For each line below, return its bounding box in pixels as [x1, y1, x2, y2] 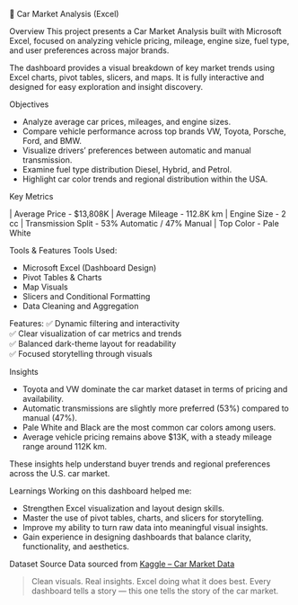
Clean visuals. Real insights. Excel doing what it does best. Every [31, 576, 271, 586]
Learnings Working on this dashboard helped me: [9, 485, 192, 496]
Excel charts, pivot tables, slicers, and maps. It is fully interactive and [9, 72, 265, 83]
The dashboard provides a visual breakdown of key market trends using [9, 63, 276, 73]
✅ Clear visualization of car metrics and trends [9, 328, 182, 339]
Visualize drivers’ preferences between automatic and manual [22, 145, 251, 156]
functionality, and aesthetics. [22, 541, 130, 552]
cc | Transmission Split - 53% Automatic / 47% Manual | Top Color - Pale [9, 218, 280, 228]
